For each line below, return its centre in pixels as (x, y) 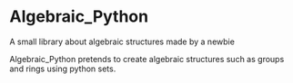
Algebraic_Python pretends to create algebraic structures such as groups (147, 59)
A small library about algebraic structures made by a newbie (122, 41)
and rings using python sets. (63, 69)
